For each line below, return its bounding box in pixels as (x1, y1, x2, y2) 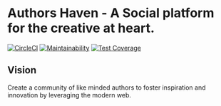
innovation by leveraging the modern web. (7, 90, 132, 99)
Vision (7, 64, 37, 76)
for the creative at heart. (7, 20, 155, 36)
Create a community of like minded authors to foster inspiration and (7, 83, 206, 92)
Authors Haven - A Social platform (7, 5, 215, 21)
